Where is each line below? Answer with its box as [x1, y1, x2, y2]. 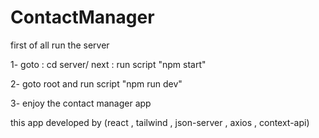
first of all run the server [10, 39, 110, 51]
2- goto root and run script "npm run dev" [10, 77, 183, 90]
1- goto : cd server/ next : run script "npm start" [10, 58, 207, 70]
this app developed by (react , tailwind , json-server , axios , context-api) [10, 116, 310, 128]
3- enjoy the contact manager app [10, 97, 152, 109]
